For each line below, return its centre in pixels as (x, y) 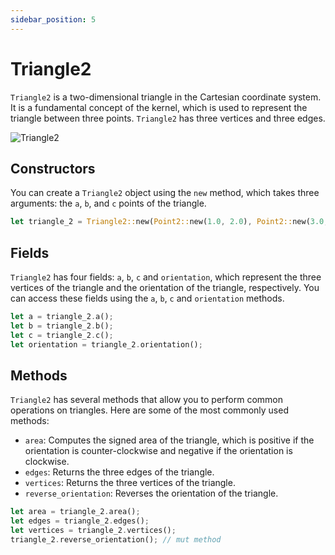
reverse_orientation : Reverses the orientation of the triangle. (151, 493)
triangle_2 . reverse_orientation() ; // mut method (116, 540)
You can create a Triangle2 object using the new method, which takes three (165, 193)
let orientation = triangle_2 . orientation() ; (106, 344)
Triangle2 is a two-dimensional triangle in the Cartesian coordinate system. (166, 97)
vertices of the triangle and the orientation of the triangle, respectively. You (165, 288)
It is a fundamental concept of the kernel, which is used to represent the (159, 107)
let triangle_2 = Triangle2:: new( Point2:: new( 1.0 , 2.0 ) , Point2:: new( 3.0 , (169, 222)
